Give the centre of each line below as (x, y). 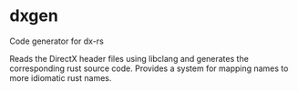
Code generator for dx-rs (57, 41)
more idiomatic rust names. (61, 77)
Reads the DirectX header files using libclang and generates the (129, 58)
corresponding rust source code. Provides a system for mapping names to (149, 68)
